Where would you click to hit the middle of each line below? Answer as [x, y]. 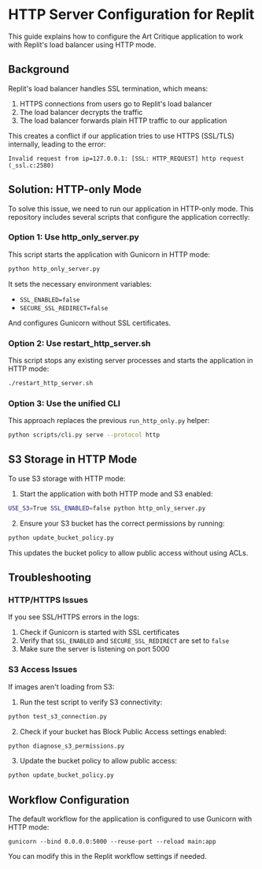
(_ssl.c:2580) [31, 165]
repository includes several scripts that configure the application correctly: [129, 217]
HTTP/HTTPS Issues [48, 600]
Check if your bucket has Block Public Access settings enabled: [123, 731]
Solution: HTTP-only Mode [75, 189]
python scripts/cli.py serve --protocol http [84, 435]
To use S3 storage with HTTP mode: [67, 478]
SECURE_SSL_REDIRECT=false [64, 308]
